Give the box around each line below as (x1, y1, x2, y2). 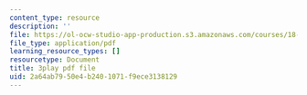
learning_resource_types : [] (9, 47, 121, 56)
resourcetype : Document (9, 55, 101, 64)
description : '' (9, 22, 71, 31)
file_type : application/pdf (9, 38, 117, 48)
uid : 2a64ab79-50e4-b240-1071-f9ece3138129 (9, 72, 178, 81)
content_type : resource (9, 13, 101, 23)
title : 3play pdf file (9, 64, 96, 73)
